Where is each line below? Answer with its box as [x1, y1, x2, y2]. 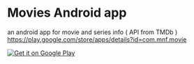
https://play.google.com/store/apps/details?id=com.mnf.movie [7, 35, 187, 43]
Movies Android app [7, 5, 127, 21]
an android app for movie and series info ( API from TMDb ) [7, 28, 178, 36]
